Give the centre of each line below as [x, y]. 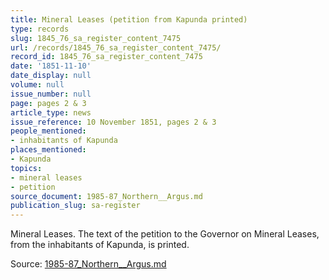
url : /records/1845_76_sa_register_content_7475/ [116, 47]
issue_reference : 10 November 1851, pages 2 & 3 [113, 122]
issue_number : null [51, 94]
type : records [40, 29]
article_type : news [51, 112]
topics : [26, 168]
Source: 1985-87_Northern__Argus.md [88, 264]
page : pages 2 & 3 [48, 103]
